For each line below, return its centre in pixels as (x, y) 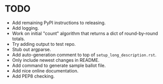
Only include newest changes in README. (56, 60)
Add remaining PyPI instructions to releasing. (59, 23)
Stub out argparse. (32, 49)
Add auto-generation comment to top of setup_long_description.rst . (84, 55)
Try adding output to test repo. (44, 44)
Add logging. (25, 28)
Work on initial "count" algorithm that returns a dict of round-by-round (85, 33)
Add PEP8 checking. (33, 76)
